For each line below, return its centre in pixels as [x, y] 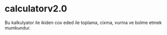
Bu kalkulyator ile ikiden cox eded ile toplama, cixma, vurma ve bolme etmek [83, 22]
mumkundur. [18, 27]
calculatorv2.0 [36, 9]
